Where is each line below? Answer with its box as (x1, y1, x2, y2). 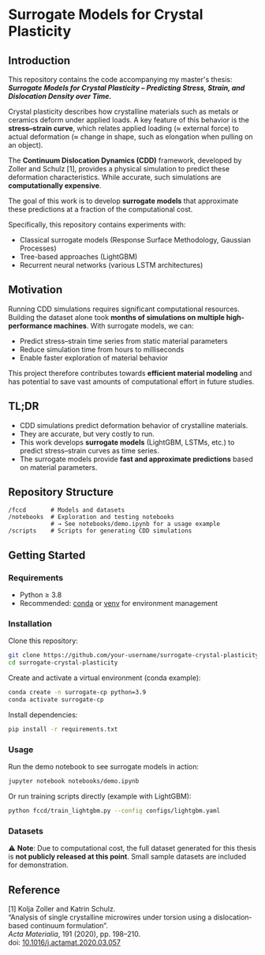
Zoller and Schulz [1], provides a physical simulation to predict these (8, 164, 230, 173)
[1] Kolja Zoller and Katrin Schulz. (8, 904, 116, 913)
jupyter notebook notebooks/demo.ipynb (8, 777, 140, 785)
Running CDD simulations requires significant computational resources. (8, 304, 241, 314)
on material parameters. (19, 462, 98, 472)
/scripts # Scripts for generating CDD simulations (8, 527, 192, 535)
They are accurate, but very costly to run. (19, 429, 155, 438)
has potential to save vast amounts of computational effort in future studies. (8, 377, 255, 386)
